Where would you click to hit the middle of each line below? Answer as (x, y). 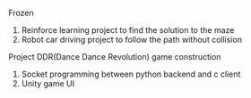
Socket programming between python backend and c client (131, 74)
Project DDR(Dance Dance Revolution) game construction (115, 57)
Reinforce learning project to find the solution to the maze (128, 30)
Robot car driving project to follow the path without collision (132, 40)
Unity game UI (48, 83)
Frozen (22, 13)
